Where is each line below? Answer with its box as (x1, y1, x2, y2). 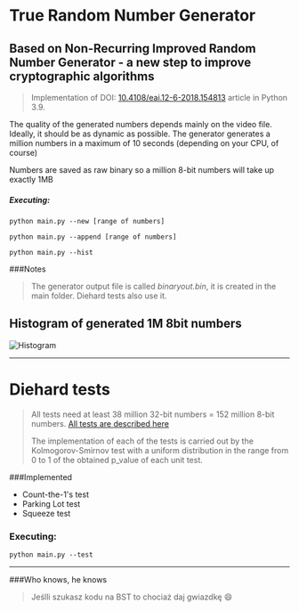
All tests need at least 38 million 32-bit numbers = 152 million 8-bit (30, 409, 275, 420)
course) (9, 148, 38, 158)
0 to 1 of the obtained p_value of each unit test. (30, 454, 203, 465)
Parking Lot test (21, 498, 81, 509)
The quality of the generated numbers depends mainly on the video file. (9, 119, 273, 129)
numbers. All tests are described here (30, 418, 169, 428)
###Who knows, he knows (9, 574, 108, 585)
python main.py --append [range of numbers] (9, 232, 177, 241)
